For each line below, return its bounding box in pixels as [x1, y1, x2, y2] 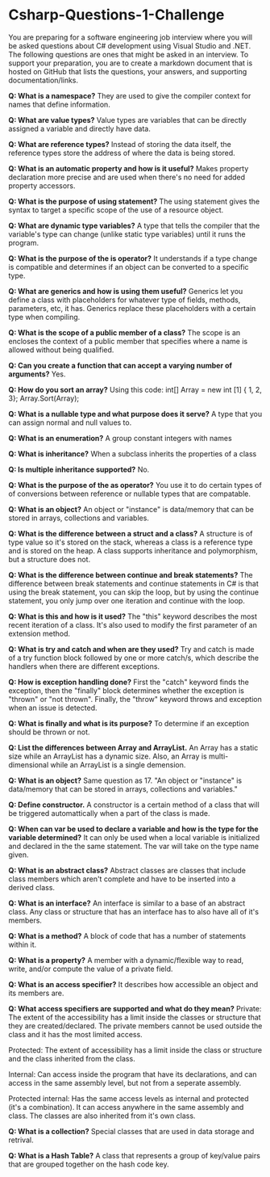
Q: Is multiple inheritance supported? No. [8, 464, 150, 474]
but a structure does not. [8, 554, 91, 564]
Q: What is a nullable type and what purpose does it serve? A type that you [8, 409, 263, 418]
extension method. [8, 628, 71, 638]
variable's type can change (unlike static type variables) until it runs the [8, 229, 246, 239]
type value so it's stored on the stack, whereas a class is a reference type [8, 537, 253, 547]
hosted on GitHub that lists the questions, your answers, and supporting [8, 66, 247, 76]
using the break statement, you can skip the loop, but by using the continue [8, 587, 260, 597]
